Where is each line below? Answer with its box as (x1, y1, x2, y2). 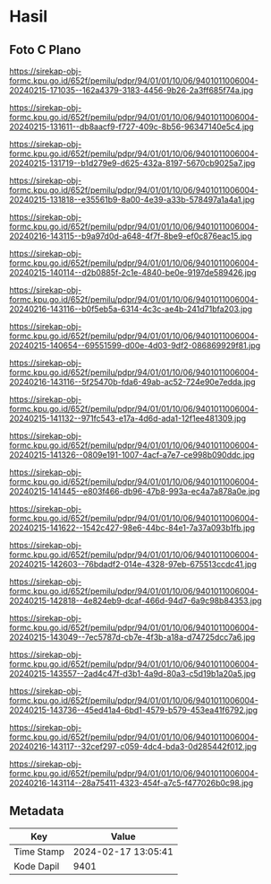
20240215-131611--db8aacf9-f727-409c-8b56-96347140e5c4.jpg (9, 121, 255, 132)
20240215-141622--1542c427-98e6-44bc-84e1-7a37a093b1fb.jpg (9, 522, 256, 533)
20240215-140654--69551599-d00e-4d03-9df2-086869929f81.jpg (9, 340, 261, 351)
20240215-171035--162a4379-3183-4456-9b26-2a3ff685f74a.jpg (9, 85, 254, 95)
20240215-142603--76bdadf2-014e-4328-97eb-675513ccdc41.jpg (9, 559, 257, 569)
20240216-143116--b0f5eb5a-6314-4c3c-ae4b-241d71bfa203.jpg (9, 303, 253, 314)
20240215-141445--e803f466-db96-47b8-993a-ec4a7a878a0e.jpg (9, 486, 261, 496)
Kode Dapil (13, 860, 60, 872)
